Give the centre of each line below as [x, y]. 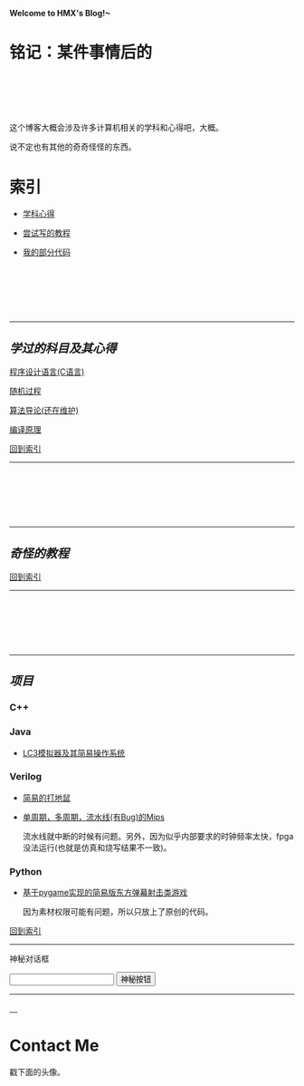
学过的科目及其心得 [63, 348]
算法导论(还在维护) [44, 411]
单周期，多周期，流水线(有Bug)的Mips [94, 817]
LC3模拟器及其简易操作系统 [74, 752]
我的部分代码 [46, 252]
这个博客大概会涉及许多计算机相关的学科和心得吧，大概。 [116, 128]
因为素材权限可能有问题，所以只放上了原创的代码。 [118, 912]
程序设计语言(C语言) [47, 372]
